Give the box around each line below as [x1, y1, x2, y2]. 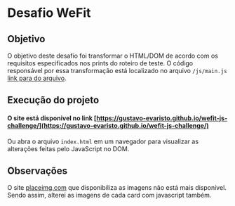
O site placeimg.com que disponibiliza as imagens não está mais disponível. [7, 184, 227, 192]
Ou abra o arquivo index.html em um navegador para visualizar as [7, 137, 199, 146]
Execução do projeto [7, 94, 100, 106]
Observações [7, 165, 68, 176]
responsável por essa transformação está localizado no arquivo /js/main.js [7, 67, 227, 75]
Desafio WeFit [7, 5, 91, 21]
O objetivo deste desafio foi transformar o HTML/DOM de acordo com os [7, 51, 219, 60]
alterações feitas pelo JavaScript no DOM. [7, 144, 130, 153]
